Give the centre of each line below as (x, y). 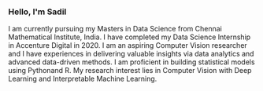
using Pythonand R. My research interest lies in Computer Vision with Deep (130, 71)
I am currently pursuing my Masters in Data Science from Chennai (115, 29)
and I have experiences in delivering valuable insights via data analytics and (131, 54)
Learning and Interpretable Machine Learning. (83, 79)
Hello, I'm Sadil (37, 12)
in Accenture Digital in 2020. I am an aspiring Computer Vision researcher (128, 45)
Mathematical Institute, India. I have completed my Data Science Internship (130, 37)
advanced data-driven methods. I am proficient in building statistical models (131, 62)
